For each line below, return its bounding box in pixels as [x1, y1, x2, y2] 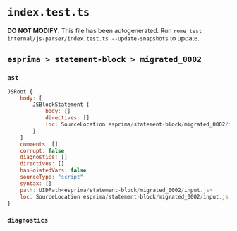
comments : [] [20, 141, 59, 148]
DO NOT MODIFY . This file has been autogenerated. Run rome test [7, 26, 202, 35]
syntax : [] [20, 179, 52, 187]
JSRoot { [7, 88, 33, 95]
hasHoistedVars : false [20, 167, 87, 174]
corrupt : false [20, 147, 65, 154]
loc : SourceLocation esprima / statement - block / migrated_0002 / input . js [20, 193, 229, 200]
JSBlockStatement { [32, 101, 90, 108]
